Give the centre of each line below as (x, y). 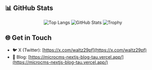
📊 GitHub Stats (29, 8)
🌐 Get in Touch (28, 38)
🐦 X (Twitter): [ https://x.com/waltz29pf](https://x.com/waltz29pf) (79, 50)
